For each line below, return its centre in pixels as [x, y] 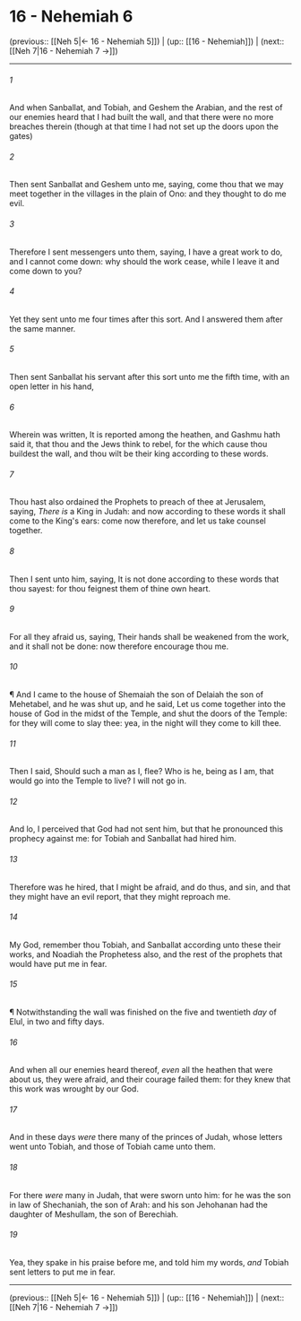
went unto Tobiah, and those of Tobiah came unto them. [113, 1147]
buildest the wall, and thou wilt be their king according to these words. [139, 453]
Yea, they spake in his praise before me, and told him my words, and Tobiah [149, 1262]
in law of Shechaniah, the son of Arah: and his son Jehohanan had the [139, 1204]
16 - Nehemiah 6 [71, 17]
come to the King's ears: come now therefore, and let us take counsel [138, 521]
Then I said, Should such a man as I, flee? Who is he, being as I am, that [142, 772]
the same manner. [43, 328]
